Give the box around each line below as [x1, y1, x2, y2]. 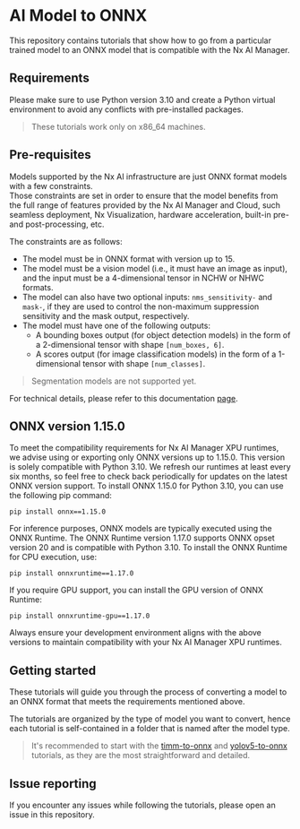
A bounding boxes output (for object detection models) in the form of [35, 329, 291, 341]
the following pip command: [9, 490, 112, 501]
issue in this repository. [9, 809, 96, 820]
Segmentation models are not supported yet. [30, 376, 197, 386]
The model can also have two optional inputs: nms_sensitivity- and [21, 291, 273, 302]
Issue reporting [9, 776, 97, 791]
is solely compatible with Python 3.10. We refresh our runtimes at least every [9, 462, 291, 472]
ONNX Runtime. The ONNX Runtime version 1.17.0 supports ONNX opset [9, 532, 275, 543]
